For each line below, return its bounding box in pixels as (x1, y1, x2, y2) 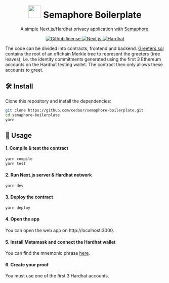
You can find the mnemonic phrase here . (5, 250, 90, 256)
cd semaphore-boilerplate (5, 112, 60, 118)
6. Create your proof (5, 261, 49, 267)
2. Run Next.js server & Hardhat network (5, 172, 92, 178)
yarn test (5, 161, 26, 166)
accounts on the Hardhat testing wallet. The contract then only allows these (5, 61, 163, 68)
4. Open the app (5, 216, 39, 222)
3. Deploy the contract (5, 194, 53, 200)
